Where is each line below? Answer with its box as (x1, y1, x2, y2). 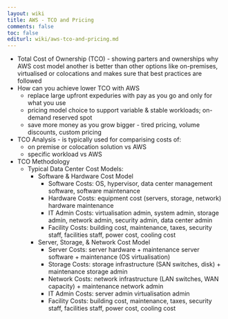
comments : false (7, 23, 54, 30)
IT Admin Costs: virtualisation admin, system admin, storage (48, 209, 220, 217)
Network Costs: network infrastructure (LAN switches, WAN (48, 275, 219, 283)
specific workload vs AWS (27, 150, 102, 159)
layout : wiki (7, 10, 45, 17)
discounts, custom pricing (27, 128, 102, 137)
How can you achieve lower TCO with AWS (17, 84, 140, 93)
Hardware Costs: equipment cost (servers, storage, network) (48, 194, 222, 202)
